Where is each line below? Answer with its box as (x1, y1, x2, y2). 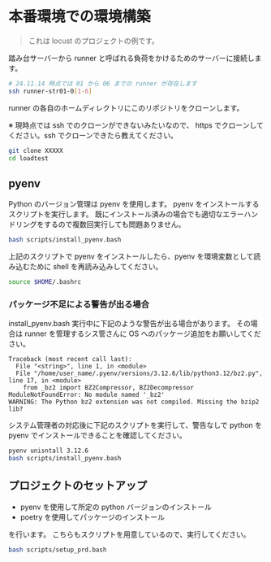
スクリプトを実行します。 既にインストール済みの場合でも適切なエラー (8, 209, 244, 220)
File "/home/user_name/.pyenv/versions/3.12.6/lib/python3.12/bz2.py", (15, 369, 264, 378)
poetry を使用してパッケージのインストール (19, 512, 165, 521)
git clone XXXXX (8, 146, 63, 155)
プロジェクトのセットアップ (8, 479, 148, 493)
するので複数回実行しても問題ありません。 (43, 220, 186, 229)
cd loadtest (8, 154, 49, 163)
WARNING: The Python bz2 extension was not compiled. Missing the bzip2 (8, 398, 260, 407)
